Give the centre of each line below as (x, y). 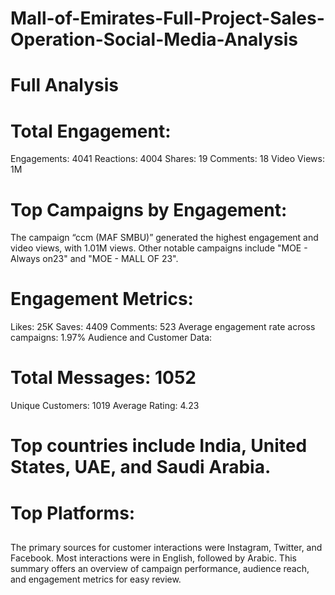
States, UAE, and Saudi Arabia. (141, 467)
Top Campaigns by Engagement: (149, 209)
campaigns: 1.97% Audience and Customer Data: (111, 338)
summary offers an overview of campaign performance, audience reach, (160, 568)
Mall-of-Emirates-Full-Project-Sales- (167, 18)
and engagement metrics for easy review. (96, 579)
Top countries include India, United (159, 446)
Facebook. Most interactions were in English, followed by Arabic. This (153, 558)
